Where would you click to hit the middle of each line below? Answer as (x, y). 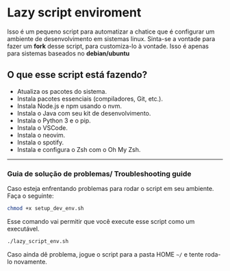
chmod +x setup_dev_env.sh (46, 209)
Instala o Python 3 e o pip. (54, 120)
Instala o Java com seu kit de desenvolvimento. (84, 113)
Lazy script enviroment (74, 13)
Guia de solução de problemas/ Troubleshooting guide (99, 174)
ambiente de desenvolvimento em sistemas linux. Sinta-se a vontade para (111, 38)
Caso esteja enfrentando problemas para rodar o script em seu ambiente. (111, 189)
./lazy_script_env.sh (38, 241)
